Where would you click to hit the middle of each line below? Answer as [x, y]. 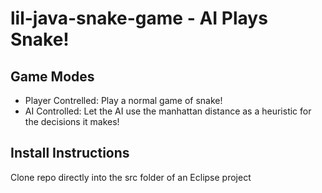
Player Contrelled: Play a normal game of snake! [123, 100]
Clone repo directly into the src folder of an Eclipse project [131, 177]
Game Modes [52, 76]
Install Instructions [70, 153]
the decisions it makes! [72, 121]
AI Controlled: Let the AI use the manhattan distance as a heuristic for [168, 111]
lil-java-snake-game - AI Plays [139, 18]
